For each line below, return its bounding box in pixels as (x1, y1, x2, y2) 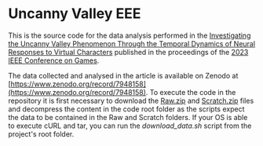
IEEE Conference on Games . (8, 56, 100, 65)
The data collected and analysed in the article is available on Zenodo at (8, 71, 239, 80)
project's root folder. (8, 129, 75, 138)
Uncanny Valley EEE (8, 5, 141, 23)
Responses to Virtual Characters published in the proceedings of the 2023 (8, 47, 249, 57)
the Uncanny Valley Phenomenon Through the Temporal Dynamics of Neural (8, 38, 256, 48)
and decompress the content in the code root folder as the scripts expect (8, 104, 245, 114)
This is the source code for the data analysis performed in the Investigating (8, 31, 251, 40)
